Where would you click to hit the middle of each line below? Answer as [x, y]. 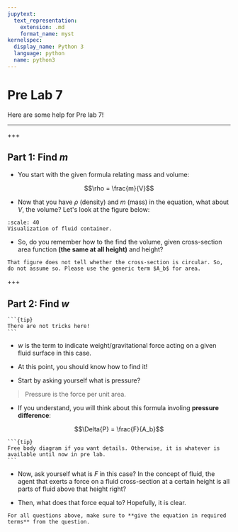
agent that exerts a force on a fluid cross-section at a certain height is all [124, 482]
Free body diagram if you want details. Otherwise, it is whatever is [114, 448]
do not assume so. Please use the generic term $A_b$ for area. [104, 268]
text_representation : [46, 21]
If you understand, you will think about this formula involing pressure [118, 408]
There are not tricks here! [49, 327]
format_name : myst [47, 34]
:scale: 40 [23, 222]
